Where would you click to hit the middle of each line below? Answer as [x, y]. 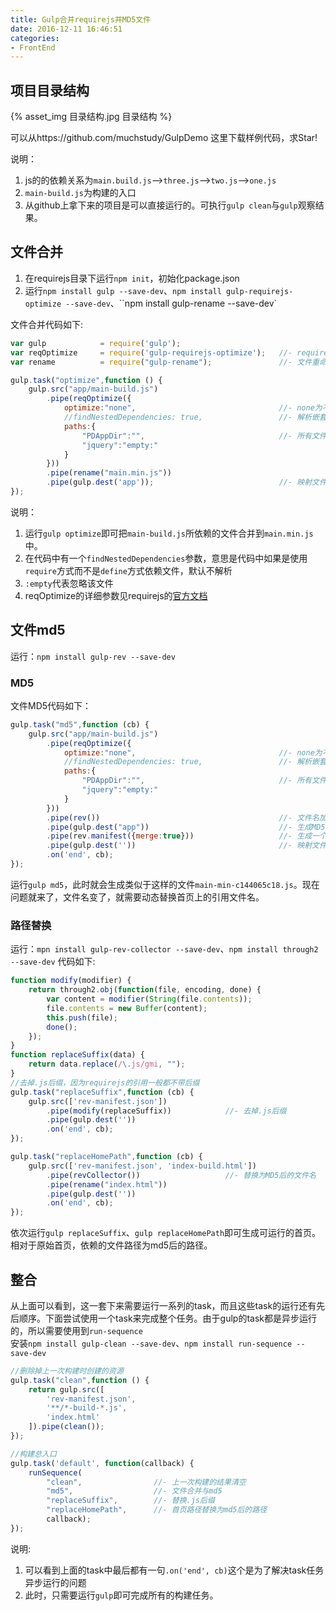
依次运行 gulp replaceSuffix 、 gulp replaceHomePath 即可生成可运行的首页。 [166, 1233]
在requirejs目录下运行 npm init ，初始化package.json [132, 278]
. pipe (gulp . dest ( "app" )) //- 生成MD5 [186, 827]
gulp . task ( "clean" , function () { [80, 1380]
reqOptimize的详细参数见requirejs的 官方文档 [116, 595]
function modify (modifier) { [71, 981]
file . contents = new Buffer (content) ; [127, 1008]
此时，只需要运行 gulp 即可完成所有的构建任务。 [121, 1595]
